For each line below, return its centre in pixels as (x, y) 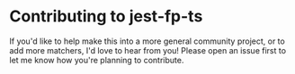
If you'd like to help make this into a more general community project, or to (147, 41)
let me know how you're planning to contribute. (97, 60)
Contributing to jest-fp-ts (106, 16)
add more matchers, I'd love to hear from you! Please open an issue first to (147, 50)
